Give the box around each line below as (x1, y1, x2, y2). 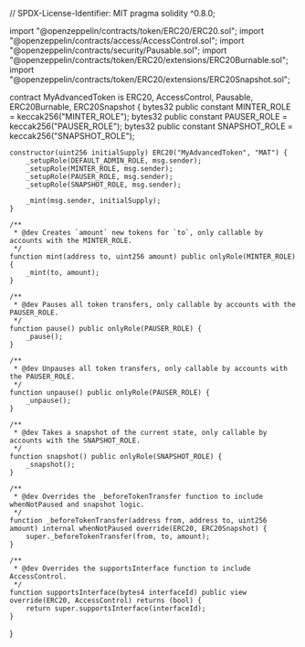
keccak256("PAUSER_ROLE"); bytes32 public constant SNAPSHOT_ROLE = (9, 121, 294, 132)
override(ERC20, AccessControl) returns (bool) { (9, 596, 203, 605)
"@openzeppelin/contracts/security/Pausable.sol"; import (9, 45, 227, 56)
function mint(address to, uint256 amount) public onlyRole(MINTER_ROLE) (9, 252, 297, 261)
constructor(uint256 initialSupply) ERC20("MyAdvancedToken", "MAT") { (9, 148, 288, 157)
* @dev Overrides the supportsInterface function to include (13, 564, 251, 573)
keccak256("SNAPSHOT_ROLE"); (9, 131, 135, 141)
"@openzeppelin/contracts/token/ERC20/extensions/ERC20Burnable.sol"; (9, 55, 289, 65)
